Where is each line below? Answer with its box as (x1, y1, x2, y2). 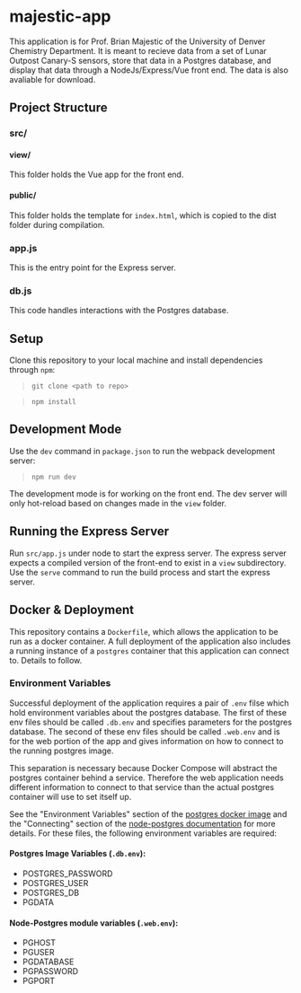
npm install (31, 398, 76, 407)
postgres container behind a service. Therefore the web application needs (9, 772, 285, 783)
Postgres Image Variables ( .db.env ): (9, 848, 146, 859)
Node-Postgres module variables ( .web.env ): (9, 918, 179, 928)
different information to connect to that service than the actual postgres (9, 781, 275, 792)
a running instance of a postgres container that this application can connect (9, 645, 289, 656)
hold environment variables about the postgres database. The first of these (9, 707, 288, 717)
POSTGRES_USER (22, 878, 89, 888)
